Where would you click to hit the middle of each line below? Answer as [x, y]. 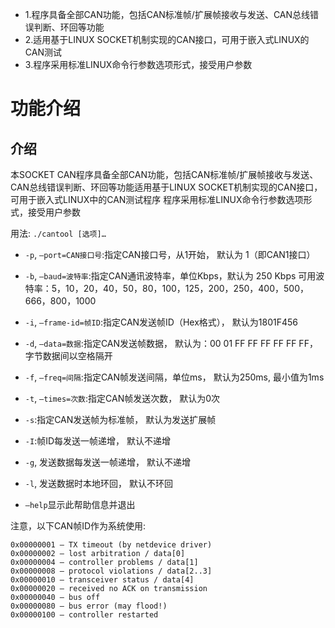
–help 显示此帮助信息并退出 [80, 504]
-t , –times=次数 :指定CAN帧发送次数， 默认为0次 [122, 398]
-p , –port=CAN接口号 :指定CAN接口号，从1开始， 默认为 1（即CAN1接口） [170, 254]
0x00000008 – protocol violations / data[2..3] [111, 571]
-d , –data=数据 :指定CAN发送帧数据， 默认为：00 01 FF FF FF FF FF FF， [171, 343]
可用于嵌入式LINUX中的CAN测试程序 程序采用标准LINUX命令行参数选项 [157, 199]
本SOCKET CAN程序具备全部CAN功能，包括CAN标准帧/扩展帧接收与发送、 [164, 174]
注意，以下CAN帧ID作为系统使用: [78, 526]
